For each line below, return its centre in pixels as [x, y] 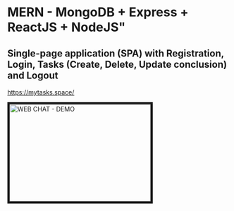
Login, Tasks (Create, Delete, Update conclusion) [117, 64]
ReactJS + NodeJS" [66, 27]
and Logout [33, 75]
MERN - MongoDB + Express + [98, 12]
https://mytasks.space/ [41, 92]
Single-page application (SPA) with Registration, [116, 53]
